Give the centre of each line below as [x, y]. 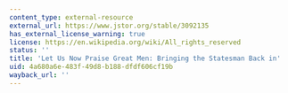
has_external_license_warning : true [77, 34]
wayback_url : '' [39, 75]
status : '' [29, 50]
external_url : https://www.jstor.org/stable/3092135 [109, 26]
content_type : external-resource [71, 17]
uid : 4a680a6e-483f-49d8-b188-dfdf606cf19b [91, 67]
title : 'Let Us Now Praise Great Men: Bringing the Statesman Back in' [145, 58]
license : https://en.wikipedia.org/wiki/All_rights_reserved [125, 42]
